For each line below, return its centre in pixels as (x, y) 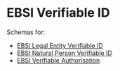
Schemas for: (26, 32)
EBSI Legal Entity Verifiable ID (60, 45)
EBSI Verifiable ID (58, 13)
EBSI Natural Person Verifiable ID (65, 53)
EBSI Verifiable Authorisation (58, 60)
